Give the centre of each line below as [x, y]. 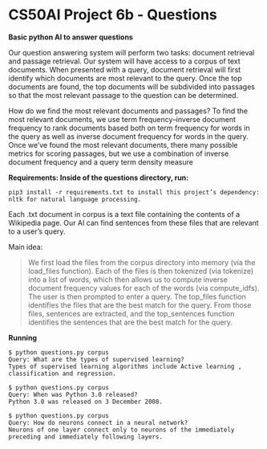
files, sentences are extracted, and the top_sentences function [131, 313]
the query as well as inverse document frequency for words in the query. [128, 136]
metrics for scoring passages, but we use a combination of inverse [119, 153]
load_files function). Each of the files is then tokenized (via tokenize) [141, 271]
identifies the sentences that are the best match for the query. [130, 322]
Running [23, 337]
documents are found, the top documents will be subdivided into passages [131, 87]
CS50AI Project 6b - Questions [113, 15]
